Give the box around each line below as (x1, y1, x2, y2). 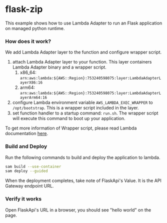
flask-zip (5, 3, 43, 15)
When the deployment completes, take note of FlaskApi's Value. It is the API (5, 177, 161, 183)
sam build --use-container (5, 164, 61, 169)
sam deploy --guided (5, 168, 48, 173)
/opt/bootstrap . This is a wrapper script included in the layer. (12, 105, 139, 111)
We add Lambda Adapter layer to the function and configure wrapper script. (5, 49, 161, 55)
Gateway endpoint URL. (5, 183, 54, 189)
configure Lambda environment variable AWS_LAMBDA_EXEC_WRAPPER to (12, 99, 153, 105)
